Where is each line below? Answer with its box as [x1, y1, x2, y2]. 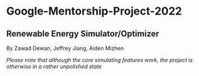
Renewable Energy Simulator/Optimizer [6, 29, 159, 39]
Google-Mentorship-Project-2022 [6, 4, 183, 18]
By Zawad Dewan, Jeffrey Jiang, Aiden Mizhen [6, 44, 124, 52]
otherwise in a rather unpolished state [6, 63, 102, 70]
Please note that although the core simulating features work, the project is [6, 57, 193, 63]
